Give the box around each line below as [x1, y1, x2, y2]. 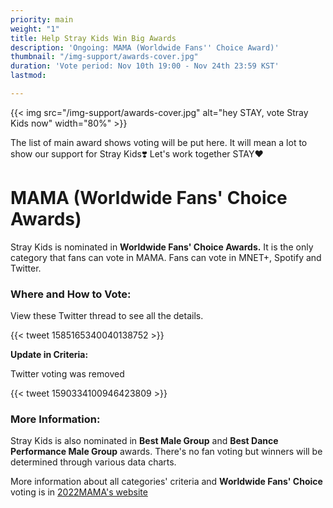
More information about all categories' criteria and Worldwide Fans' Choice [10, 476, 323, 488]
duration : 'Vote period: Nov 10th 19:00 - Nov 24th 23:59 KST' [10, 61, 280, 71]
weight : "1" [10, 24, 60, 34]
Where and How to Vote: [10, 287, 132, 301]
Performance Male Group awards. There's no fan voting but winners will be [10, 446, 323, 458]
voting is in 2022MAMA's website [10, 486, 148, 498]
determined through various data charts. [10, 456, 177, 468]
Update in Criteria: [10, 349, 89, 361]
